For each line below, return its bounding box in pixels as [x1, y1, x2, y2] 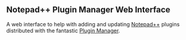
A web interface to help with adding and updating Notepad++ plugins [6, 20, 180, 27]
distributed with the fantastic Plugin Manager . [6, 27, 120, 34]
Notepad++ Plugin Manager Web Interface [6, 5, 171, 15]
